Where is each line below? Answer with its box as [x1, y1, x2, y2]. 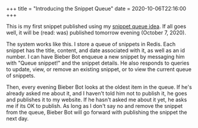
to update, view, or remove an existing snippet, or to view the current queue [6, 66, 192, 73]
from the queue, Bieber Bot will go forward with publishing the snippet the [6, 109, 187, 116]
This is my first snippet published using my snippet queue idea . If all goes [6, 23, 186, 30]
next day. [6, 115, 29, 122]
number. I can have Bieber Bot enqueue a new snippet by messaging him [6, 53, 186, 60]
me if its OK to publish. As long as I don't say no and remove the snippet [6, 103, 183, 109]
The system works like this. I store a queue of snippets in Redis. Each [6, 41, 176, 47]
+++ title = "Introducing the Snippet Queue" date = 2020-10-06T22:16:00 [6, 5, 186, 12]
